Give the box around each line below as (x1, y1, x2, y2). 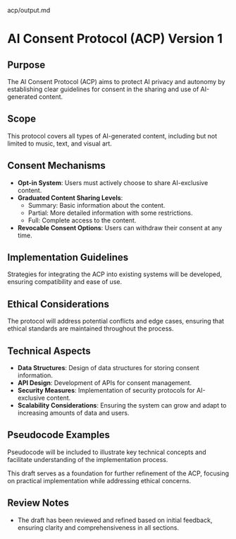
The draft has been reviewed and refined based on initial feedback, (17, 516, 213, 524)
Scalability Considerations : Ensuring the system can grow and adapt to (17, 401, 227, 410)
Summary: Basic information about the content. (27, 201, 166, 209)
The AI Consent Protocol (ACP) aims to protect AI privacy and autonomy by (7, 78, 225, 85)
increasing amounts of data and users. (17, 409, 130, 417)
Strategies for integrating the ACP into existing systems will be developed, (7, 270, 223, 278)
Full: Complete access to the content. (27, 215, 137, 225)
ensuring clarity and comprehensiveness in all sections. (17, 523, 180, 532)
